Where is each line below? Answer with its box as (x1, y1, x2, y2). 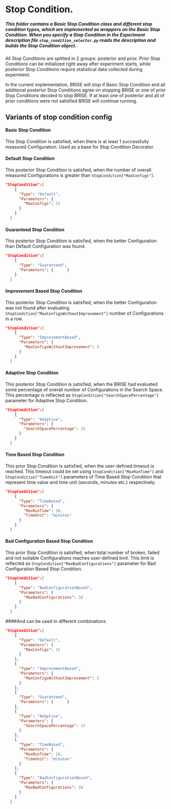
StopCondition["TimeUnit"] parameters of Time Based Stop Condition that (5, 474, 162, 480)
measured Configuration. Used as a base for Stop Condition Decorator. (5, 144, 155, 150)
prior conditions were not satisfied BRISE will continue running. (5, 98, 138, 104)
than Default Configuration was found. (5, 243, 86, 249)
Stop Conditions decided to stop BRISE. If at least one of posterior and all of (5, 93, 165, 99)
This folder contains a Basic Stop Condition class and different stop (5, 20, 153, 27)
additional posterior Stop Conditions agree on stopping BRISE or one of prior (5, 87, 166, 93)
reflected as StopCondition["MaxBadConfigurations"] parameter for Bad (5, 561, 156, 567)
